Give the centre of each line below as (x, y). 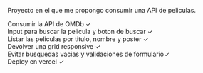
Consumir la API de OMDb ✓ (49, 24)
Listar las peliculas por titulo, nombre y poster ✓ (78, 39)
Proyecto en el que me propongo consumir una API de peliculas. (101, 10)
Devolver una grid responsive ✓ (54, 46)
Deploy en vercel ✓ (36, 62)
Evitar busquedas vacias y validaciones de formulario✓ (88, 54)
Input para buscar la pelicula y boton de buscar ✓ (80, 32)
